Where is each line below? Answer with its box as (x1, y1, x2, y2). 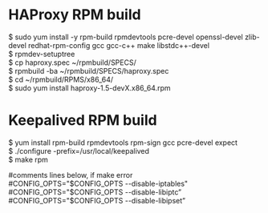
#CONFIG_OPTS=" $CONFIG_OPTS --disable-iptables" (8, 179, 189, 188)
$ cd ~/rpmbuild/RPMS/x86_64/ (8, 74, 114, 84)
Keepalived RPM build (8, 111, 158, 130)
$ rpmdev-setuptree (8, 49, 75, 58)
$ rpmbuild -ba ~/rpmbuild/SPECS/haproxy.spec (8, 66, 169, 75)
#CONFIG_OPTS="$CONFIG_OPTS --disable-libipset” (8, 195, 186, 205)
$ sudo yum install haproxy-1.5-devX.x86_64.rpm (8, 82, 171, 93)
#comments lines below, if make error (8, 170, 133, 179)
